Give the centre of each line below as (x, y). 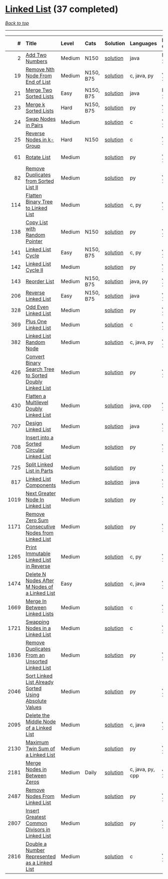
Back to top (17, 23)
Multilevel (37, 402)
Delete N (36, 574)
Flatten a (36, 396)
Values (33, 707)
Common (36, 823)
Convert (35, 356)
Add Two (36, 55)
